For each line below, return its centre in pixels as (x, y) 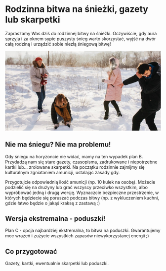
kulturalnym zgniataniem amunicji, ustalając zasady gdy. (62, 172)
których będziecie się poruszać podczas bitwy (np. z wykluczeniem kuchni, (82, 198)
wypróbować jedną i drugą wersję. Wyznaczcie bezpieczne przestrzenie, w (82, 193)
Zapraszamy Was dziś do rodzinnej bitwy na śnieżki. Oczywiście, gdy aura (81, 33)
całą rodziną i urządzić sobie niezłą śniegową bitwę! (58, 44)
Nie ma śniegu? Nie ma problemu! (58, 145)
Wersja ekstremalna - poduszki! (55, 219)
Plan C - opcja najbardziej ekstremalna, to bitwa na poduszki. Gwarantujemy (83, 231)
